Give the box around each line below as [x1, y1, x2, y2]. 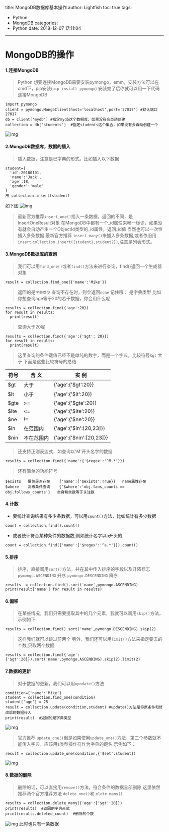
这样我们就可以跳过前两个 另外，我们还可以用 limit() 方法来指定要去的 [17, 636, 162, 642]
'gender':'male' [10, 183, 44, 188]
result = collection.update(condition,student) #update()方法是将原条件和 [5, 704, 159, 710]
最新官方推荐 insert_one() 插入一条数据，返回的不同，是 [17, 213, 133, 219]
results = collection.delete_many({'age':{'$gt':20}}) [5, 800, 123, 806]
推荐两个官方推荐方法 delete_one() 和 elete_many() [17, 790, 123, 796]
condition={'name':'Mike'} [5, 690, 62, 695]
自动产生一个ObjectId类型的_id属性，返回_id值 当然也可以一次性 [31, 226, 163, 232]
